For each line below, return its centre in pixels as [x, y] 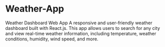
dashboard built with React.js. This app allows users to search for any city [83, 28]
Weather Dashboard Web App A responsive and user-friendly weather [79, 23]
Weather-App [35, 9]
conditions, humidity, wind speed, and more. [52, 39]
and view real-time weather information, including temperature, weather [81, 33]
